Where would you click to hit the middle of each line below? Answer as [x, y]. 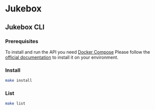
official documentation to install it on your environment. [62, 57]
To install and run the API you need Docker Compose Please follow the [78, 52]
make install [19, 81]
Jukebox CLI [25, 27]
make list [15, 104]
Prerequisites [22, 41]
